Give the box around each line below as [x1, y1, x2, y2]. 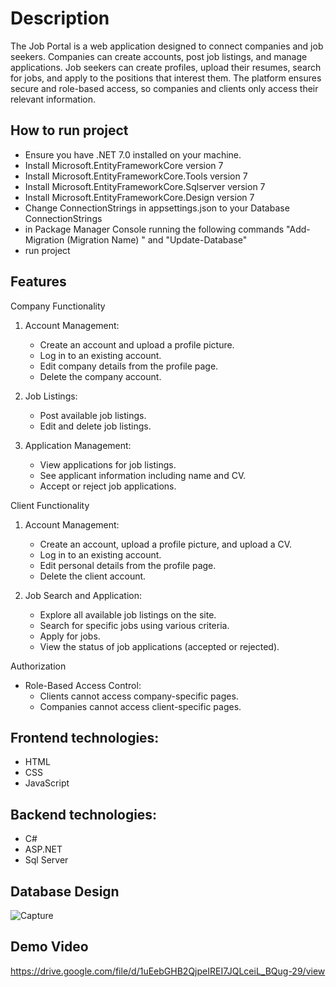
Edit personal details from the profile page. [39, 559, 217, 571]
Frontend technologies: [10, 729, 160, 746]
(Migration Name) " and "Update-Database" [66, 233, 248, 246]
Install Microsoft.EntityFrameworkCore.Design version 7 [24, 191, 255, 203]
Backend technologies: [10, 806, 158, 823]
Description [10, 7, 110, 30]
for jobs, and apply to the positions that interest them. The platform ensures [10, 72, 322, 84]
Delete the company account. [39, 370, 162, 382]
